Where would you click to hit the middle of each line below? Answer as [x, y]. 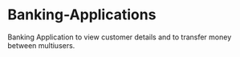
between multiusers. [41, 45]
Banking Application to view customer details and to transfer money [120, 37]
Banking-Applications [82, 15]
